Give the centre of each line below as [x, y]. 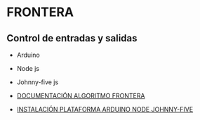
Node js [28, 68]
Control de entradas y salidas [72, 38]
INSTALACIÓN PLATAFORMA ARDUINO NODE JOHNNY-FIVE [105, 109]
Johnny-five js [38, 82]
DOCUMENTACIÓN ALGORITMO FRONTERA [81, 96]
